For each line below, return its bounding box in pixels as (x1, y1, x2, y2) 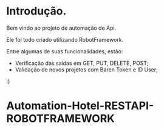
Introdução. (6, 4, 67, 18)
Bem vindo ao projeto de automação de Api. (6, 24, 117, 31)
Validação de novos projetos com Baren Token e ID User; (15, 65, 158, 73)
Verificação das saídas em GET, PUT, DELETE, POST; (15, 59, 149, 67)
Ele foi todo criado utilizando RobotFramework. (6, 36, 124, 43)
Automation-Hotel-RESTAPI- (6, 99, 154, 113)
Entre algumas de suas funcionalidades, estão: (6, 47, 123, 55)
